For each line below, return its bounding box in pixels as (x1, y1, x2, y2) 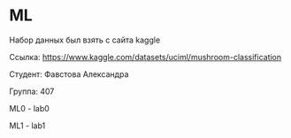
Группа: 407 (9, 86, 55, 96)
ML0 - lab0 (9, 103, 50, 113)
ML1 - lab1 (9, 120, 46, 131)
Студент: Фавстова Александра (9, 68, 129, 80)
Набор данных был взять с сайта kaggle (9, 34, 161, 45)
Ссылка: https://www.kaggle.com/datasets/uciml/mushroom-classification (9, 51, 282, 62)
